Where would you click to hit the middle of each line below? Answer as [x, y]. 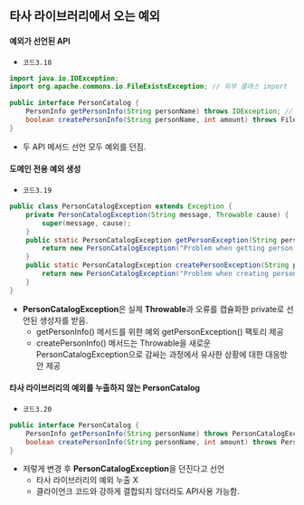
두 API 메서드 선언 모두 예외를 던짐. [84, 147]
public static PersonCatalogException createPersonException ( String [157, 265]
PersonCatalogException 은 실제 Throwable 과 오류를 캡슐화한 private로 [153, 309]
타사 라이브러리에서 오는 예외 [85, 16]
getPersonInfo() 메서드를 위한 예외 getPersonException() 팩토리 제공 [160, 331]
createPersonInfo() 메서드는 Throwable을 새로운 [123, 343]
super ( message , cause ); [86, 223]
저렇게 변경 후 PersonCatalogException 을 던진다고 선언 [123, 469]
